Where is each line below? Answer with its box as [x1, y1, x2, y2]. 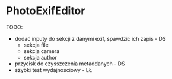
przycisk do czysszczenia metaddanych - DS [14, 60, 126, 67]
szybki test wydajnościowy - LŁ [14, 66, 93, 73]
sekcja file [23, 41, 49, 48]
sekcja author [23, 54, 58, 61]
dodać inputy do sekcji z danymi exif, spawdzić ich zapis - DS [14, 35, 166, 42]
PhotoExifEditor [6, 4, 85, 18]
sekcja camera [23, 47, 60, 54]
